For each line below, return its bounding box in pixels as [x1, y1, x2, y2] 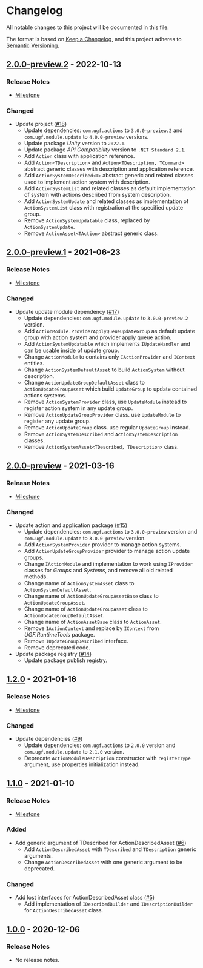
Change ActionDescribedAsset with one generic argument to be [24, 858, 183, 866]
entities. [24, 359, 44, 366]
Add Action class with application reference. [24, 152, 135, 159]
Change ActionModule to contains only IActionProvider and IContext [24, 353, 196, 360]
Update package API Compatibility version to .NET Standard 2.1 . [24, 146, 186, 153]
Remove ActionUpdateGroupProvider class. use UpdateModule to [24, 411, 181, 418]
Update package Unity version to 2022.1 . [24, 139, 126, 147]
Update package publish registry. [24, 657, 108, 664]
